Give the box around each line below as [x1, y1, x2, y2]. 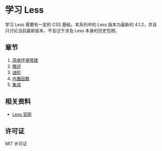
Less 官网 [12, 111, 32, 117]
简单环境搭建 [12, 57, 38, 63]
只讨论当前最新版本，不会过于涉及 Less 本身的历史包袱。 [5, 27, 120, 33]
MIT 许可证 [5, 141, 27, 147]
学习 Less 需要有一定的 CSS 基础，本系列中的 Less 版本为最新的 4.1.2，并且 [5, 22, 157, 27]
